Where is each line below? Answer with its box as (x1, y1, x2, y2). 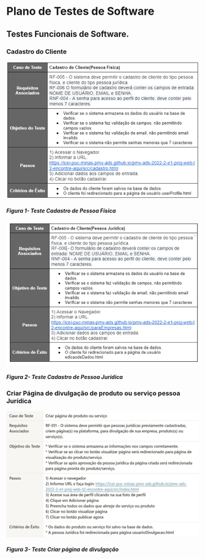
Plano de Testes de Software (6, 4, 155, 18)
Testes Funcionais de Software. (6, 29, 130, 39)
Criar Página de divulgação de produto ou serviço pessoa (6, 389, 181, 397)
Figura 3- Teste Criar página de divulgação (6, 545, 119, 553)
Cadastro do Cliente (6, 47, 67, 56)
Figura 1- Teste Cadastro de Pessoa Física (6, 207, 116, 214)
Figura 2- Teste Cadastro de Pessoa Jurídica (6, 373, 123, 381)
